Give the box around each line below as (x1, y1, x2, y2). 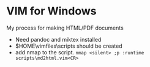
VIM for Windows (6, 4, 97, 18)
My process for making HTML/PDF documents (6, 24, 124, 31)
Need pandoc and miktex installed (15, 36, 102, 43)
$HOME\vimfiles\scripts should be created (15, 42, 122, 49)
